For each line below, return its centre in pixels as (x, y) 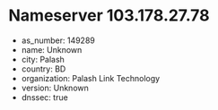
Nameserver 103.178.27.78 (109, 16)
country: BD (44, 69)
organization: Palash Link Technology (91, 78)
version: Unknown (55, 88)
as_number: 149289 (58, 40)
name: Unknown (52, 49)
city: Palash (43, 59)
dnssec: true (44, 97)
